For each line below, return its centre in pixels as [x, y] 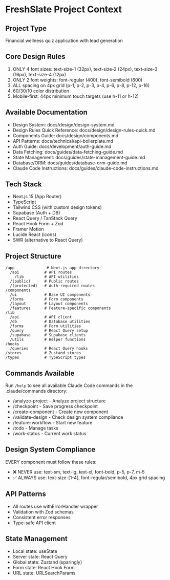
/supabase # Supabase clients [48, 335]
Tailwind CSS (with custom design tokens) [57, 207]
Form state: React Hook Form [44, 567]
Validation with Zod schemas [43, 512]
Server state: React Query [40, 556]
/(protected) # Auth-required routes [52, 286]
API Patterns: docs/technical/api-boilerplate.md [63, 141]
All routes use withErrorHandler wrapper [55, 506]
